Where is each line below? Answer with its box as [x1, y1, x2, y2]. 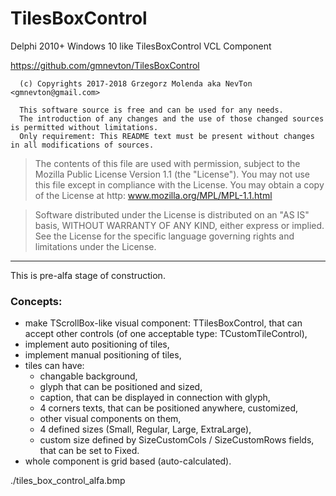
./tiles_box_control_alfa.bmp [10, 475, 126, 487]
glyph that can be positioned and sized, [39, 381, 203, 393]
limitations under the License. [34, 240, 157, 252]
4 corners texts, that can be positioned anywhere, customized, [39, 402, 298, 414]
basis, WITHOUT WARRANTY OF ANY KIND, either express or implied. [34, 219, 325, 231]
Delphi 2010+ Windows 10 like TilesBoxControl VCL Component [10, 40, 272, 52]
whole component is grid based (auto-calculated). [24, 455, 232, 467]
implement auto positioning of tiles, [24, 338, 170, 351]
